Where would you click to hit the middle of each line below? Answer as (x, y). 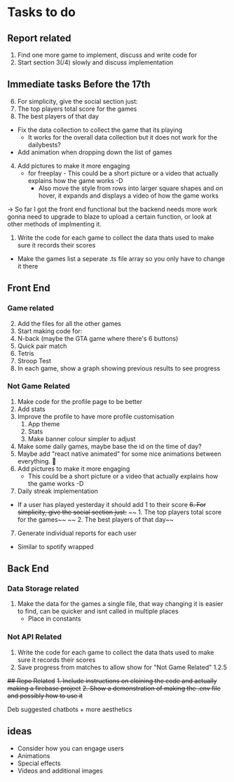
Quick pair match (42, 346)
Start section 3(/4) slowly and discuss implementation (95, 62)
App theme (44, 424)
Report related (39, 38)
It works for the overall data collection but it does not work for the (123, 137)
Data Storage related (43, 588)
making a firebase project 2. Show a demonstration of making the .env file (114, 688)
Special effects (39, 763)
